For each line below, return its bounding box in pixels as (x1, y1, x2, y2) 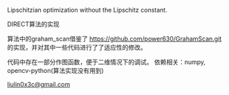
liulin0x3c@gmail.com (7, 81, 71, 88)
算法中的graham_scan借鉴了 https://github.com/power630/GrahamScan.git (7, 34, 222, 43)
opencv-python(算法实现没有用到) (7, 67, 104, 74)
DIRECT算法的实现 (7, 20, 60, 28)
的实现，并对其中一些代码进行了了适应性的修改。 (7, 43, 147, 51)
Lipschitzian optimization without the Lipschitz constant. (7, 6, 167, 14)
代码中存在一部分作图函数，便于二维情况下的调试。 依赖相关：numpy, (7, 58, 206, 66)
